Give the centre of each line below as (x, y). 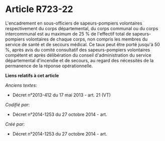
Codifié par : (18, 104)
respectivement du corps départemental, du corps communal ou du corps (82, 28)
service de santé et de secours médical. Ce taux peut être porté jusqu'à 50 (83, 44)
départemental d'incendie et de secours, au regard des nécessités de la (79, 60)
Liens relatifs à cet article (32, 75)
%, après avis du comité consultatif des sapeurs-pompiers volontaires (78, 50)
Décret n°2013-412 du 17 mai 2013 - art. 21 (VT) (62, 95)
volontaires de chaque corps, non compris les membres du (87, 39)
